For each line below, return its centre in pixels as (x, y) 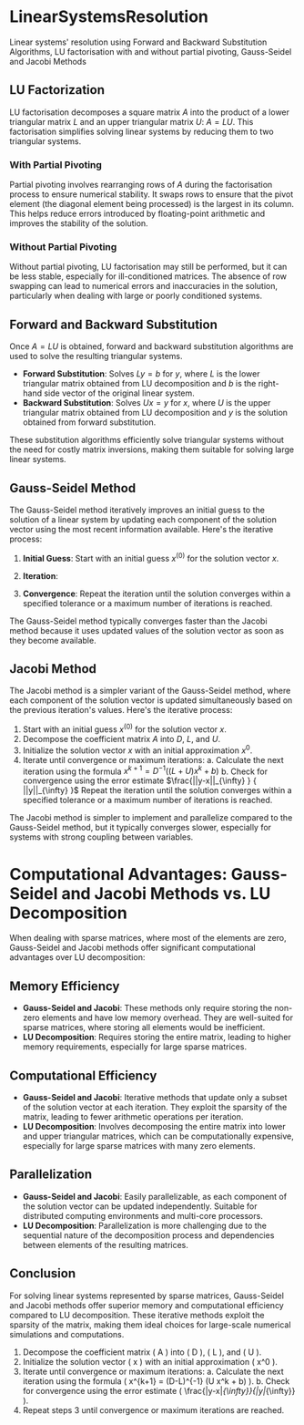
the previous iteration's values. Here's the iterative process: (121, 710)
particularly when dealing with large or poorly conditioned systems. (136, 296)
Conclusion (43, 1274)
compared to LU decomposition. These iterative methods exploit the (137, 1315)
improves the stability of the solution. (79, 223)
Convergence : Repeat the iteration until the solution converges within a (157, 594)
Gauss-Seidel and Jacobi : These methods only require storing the (147, 1008)
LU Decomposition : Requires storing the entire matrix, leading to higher (157, 1038)
